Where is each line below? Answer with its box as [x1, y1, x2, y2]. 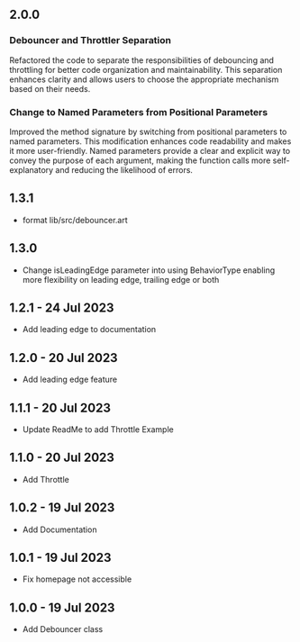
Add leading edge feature [22, 374, 118, 385]
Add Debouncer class [22, 624, 104, 635]
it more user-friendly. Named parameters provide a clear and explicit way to [9, 145, 291, 156]
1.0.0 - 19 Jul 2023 [9, 600, 115, 615]
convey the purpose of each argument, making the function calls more [9, 155, 271, 166]
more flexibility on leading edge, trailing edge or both [22, 274, 220, 285]
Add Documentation [22, 524, 97, 535]
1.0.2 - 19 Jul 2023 [9, 500, 115, 516]
